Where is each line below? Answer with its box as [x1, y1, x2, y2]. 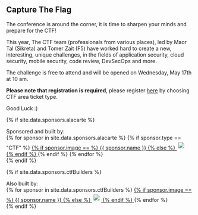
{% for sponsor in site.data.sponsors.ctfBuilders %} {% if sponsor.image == [6, 186, 192, 193]
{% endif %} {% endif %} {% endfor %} [6, 150, 103, 157]
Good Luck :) [6, 104, 38, 112]
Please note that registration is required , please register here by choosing [6, 86, 190, 94]
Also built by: [6, 180, 39, 187]
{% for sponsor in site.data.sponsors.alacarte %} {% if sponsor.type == [6, 134, 181, 141]
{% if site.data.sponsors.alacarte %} [6, 116, 95, 123]
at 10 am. [6, 75, 29, 82]
